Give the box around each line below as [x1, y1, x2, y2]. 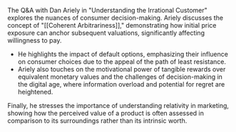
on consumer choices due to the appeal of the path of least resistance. [17, 57, 227, 66]
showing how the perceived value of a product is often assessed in [7, 109, 205, 117]
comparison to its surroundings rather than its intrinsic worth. [7, 116, 188, 125]
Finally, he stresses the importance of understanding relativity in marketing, [7, 101, 230, 109]
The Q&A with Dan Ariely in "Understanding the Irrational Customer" [7, 6, 208, 14]
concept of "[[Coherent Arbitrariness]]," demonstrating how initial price [7, 21, 217, 29]
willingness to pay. [7, 36, 62, 45]
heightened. [17, 88, 53, 96]
